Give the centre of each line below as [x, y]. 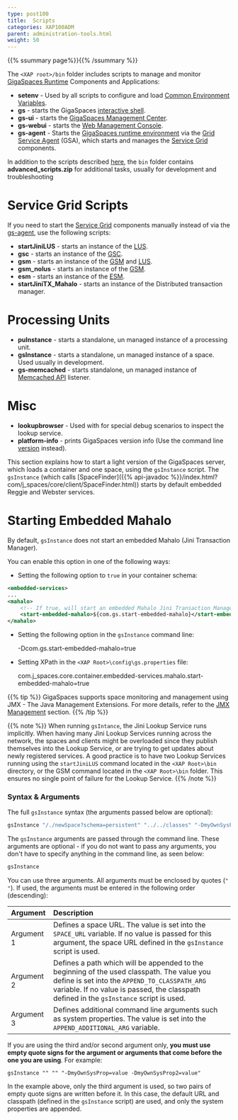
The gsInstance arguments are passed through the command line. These [113, 839]
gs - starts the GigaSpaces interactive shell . [81, 111]
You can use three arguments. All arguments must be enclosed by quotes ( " [118, 881]
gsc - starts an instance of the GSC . [70, 254]
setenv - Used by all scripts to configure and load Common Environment [124, 96]
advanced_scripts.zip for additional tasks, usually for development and [112, 169]
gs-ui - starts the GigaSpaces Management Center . [92, 118]
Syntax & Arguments [44, 797]
